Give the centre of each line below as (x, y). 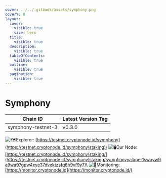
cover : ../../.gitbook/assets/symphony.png (51, 10)
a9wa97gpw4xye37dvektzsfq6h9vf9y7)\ (46, 165)
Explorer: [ (27, 139)
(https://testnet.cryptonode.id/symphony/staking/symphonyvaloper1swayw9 (83, 159)
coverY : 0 (15, 14)
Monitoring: (108, 165)
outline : (19, 65)
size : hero (25, 33)
